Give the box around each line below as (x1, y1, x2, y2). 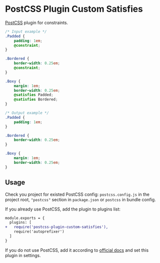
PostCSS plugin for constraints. (5, 20, 69, 26)
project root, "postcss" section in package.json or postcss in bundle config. (5, 196, 156, 202)
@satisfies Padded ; (14, 92, 54, 98)
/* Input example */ (5, 29, 47, 34)
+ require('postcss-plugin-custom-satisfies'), (5, 225, 109, 230)
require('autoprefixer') (14, 229, 65, 234)
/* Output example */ (5, 110, 49, 116)
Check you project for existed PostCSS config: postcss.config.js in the (5, 191, 150, 197)
